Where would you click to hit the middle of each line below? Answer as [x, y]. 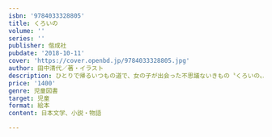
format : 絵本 [29, 106]
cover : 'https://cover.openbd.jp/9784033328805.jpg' [99, 61]
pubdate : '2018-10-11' [47, 53]
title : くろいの [33, 23]
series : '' [27, 38]
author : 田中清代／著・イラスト [56, 68]
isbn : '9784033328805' [47, 16]
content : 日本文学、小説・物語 [55, 114]
